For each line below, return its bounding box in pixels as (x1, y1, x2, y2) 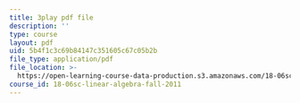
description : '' (9, 21, 70, 30)
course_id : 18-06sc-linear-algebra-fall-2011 (9, 80, 181, 89)
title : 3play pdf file (9, 13, 94, 22)
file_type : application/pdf (9, 55, 114, 64)
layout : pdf (9, 38, 54, 47)
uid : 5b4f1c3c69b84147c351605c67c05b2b (9, 47, 158, 56)
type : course (9, 30, 58, 39)
